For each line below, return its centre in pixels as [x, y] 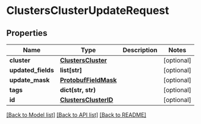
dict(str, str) [78, 90]
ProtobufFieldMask [89, 80]
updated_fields [32, 70]
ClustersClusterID [87, 100]
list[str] [71, 70]
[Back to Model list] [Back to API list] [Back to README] [76, 115]
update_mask [30, 80]
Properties [27, 33]
